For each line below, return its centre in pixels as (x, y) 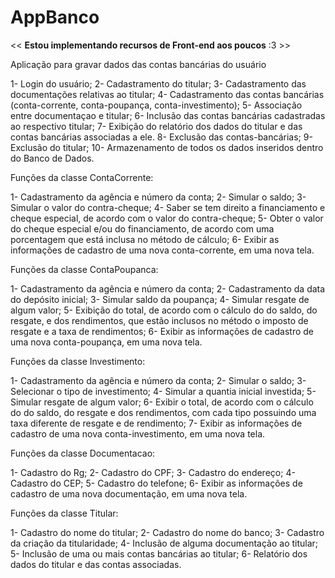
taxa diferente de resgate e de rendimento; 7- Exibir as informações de (156, 423)
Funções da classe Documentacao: (83, 453)
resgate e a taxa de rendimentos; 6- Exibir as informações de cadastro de (162, 331)
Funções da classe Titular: (64, 513)
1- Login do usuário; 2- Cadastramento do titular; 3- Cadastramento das (158, 83)
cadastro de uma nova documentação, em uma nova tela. (129, 493)
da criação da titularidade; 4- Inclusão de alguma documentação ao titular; (164, 543)
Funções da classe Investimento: (78, 361)
